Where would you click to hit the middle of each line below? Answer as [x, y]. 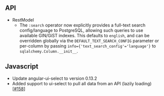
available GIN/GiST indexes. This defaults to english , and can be [84, 35]
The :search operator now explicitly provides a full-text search [82, 25]
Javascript [22, 66]
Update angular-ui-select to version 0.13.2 [54, 78]
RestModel [23, 20]
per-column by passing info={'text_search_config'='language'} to [88, 46]
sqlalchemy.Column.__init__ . [49, 51]
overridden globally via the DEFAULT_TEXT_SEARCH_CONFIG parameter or [89, 41]
